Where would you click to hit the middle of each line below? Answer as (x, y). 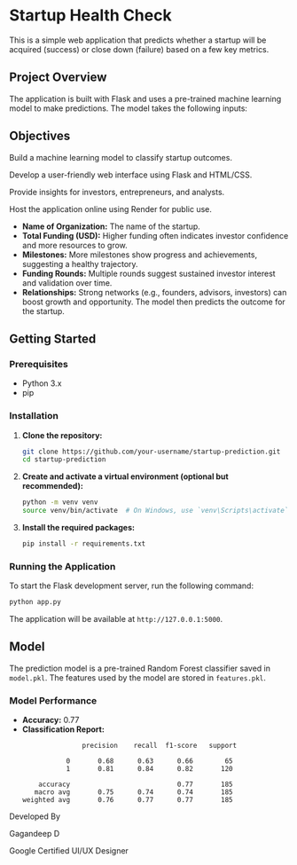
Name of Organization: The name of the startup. (111, 226)
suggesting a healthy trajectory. (80, 263)
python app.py (35, 602)
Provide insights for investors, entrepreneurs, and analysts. (117, 192)
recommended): (53, 486)
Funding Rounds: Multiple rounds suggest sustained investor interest (149, 273)
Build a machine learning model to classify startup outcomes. (121, 157)
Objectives (40, 136)
